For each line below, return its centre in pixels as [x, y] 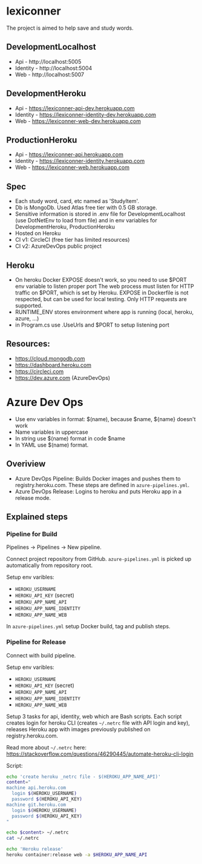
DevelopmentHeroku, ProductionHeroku [65, 227]
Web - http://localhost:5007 [50, 75]
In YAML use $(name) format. [52, 445]
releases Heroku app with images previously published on [79, 729]
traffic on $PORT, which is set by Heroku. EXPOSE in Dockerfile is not [102, 293]
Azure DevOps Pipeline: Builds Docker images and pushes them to [98, 478]
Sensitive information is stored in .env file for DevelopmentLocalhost [100, 214]
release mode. [33, 497]
